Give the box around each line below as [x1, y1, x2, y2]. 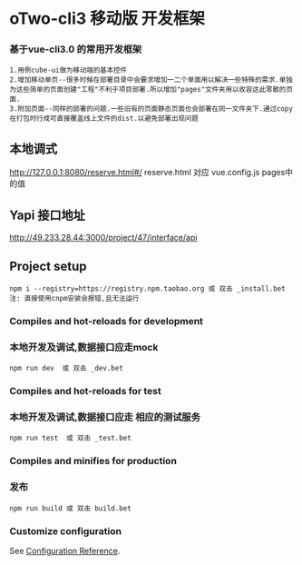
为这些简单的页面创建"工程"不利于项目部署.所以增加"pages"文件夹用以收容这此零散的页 [9, 85, 293, 94]
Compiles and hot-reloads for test [9, 385, 161, 398]
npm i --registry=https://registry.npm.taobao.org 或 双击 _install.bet [9, 283, 286, 293]
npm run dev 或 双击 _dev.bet [9, 364, 124, 373]
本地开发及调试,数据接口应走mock [9, 341, 159, 353]
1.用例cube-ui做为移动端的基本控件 [9, 65, 128, 75]
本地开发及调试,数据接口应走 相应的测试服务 [9, 411, 201, 423]
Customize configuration [9, 524, 122, 537]
